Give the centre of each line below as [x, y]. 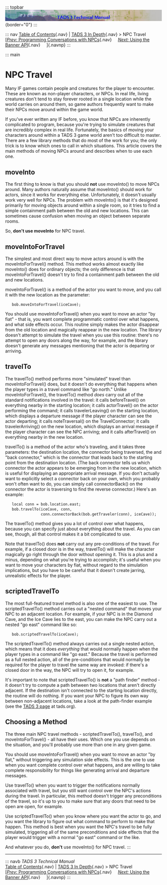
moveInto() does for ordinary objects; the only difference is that [70, 270]
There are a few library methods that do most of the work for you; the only [81, 141]
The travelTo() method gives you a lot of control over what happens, [75, 523]
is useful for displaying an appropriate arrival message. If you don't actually [83, 473]
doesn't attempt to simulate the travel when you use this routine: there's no [82, 335]
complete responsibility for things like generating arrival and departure [78, 770]
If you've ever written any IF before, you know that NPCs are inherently [78, 119]
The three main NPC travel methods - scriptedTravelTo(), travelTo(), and [79, 734]
